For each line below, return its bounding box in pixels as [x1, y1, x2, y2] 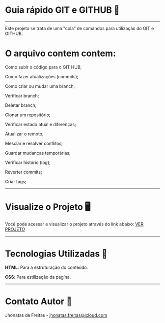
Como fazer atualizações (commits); [5, 73, 79, 79]
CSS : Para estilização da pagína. [5, 274, 71, 280]
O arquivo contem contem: [5, 48, 116, 59]
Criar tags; [5, 178, 27, 184]
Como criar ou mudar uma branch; [5, 83, 75, 89]
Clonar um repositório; [5, 112, 51, 118]
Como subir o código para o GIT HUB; [5, 64, 82, 70]
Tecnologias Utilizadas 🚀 [5, 248, 108, 259]
